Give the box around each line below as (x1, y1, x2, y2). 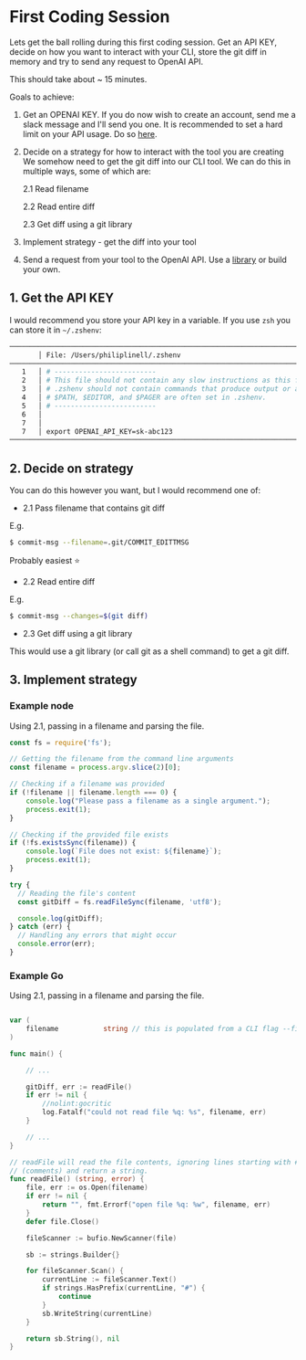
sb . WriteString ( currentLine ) (42, 1309, 153, 1318)
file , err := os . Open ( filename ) (25, 1183, 148, 1193)
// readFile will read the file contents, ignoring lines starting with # (9, 1157, 300, 1166)
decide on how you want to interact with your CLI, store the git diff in (9, 46, 267, 57)
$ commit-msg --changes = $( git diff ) (9, 611, 148, 620)
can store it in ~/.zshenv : (9, 324, 102, 335)
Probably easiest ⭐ (9, 554, 80, 565)
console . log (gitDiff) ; (17, 913, 104, 923)
